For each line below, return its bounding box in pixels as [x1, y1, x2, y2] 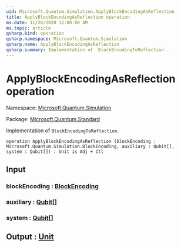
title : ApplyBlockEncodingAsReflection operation [6, 14, 130, 20]
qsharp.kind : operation [6, 31, 65, 36]
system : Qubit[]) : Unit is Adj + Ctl [6, 148, 104, 155]
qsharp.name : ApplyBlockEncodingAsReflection [6, 42, 119, 48]
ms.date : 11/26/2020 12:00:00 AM [6, 19, 88, 25]
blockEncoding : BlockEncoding [6, 182, 99, 190]
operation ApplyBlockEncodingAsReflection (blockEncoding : [6, 138, 157, 144]
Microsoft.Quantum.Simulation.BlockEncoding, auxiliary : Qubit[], [6, 143, 175, 149]
